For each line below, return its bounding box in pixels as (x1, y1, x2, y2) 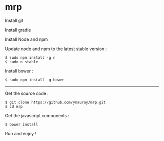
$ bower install (5, 122, 38, 127)
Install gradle (5, 27, 31, 33)
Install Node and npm (5, 36, 48, 42)
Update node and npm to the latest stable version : (5, 46, 107, 52)
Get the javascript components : (5, 112, 70, 118)
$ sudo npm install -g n (5, 55, 56, 60)
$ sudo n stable (5, 59, 38, 64)
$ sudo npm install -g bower (5, 77, 64, 82)
